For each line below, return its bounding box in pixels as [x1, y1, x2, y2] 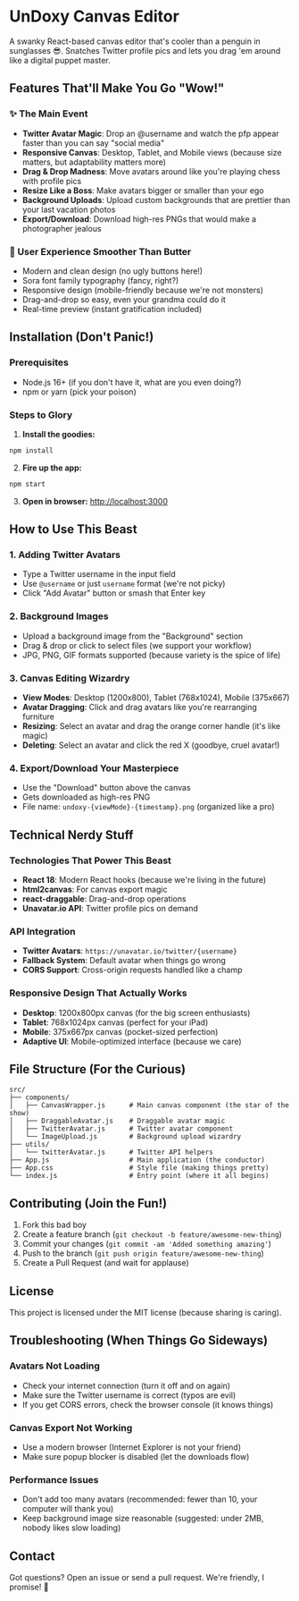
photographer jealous [21, 223, 102, 233]
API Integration [9, 925, 76, 937]
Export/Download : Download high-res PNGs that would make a [21, 213, 257, 224]
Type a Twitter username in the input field [21, 569, 176, 580]
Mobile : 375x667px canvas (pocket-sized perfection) [21, 1026, 219, 1037]
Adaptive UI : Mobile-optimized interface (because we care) [21, 1036, 243, 1046]
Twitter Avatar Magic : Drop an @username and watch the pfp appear [21, 128, 279, 139]
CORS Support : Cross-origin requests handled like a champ [21, 964, 243, 976]
